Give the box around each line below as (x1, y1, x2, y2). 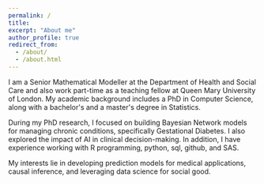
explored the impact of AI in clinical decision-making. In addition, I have (8, 134, 241, 144)
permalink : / (8, 11, 51, 20)
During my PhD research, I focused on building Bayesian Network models (8, 118, 247, 127)
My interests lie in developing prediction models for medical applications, (8, 158, 247, 167)
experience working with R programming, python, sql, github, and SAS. (8, 143, 239, 152)
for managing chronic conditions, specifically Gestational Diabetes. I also (8, 126, 246, 135)
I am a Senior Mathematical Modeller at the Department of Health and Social (8, 77, 257, 87)
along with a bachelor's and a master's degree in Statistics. (8, 102, 202, 111)
